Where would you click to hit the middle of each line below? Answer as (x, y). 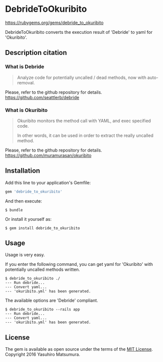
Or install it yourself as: (28, 219)
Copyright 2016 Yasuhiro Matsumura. (43, 355)
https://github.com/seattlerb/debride (42, 97)
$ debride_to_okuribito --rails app (42, 310)
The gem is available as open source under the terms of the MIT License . (79, 349)
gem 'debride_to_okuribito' (34, 192)
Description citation (36, 53)
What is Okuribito (27, 110)
